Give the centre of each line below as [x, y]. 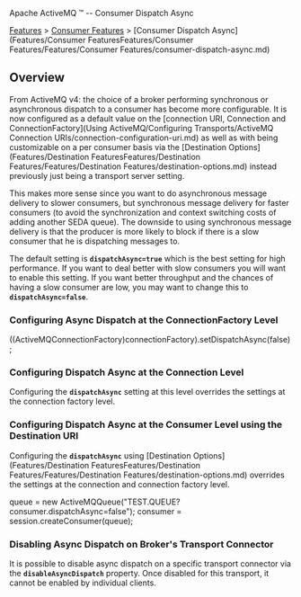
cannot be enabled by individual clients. [83, 583]
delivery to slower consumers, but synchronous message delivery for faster [149, 202]
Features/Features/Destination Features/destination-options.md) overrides [147, 475]
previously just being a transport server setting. [97, 175]
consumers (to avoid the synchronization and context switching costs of [143, 212]
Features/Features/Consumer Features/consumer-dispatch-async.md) [140, 49]
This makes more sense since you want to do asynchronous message [138, 193]
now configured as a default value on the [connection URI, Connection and [147, 118]
